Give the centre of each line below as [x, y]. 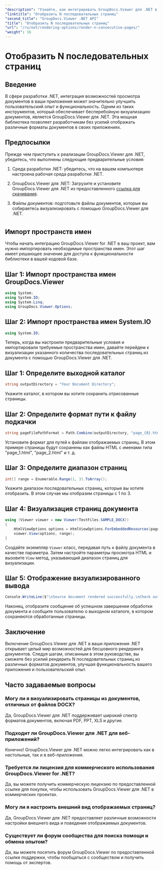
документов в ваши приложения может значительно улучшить [70, 101]
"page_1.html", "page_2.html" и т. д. [41, 453]
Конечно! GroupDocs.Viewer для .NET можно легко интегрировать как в [80, 750]
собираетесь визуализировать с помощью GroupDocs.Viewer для [80, 208]
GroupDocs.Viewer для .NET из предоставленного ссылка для [76, 188]
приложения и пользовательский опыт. [46, 670]
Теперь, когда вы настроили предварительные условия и [65, 342]
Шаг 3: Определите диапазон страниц [66, 468]
